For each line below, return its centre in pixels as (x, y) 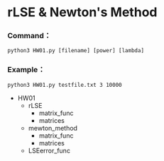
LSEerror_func (49, 150)
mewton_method (53, 128)
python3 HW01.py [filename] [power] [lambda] (76, 51)
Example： (26, 70)
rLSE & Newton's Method (82, 12)
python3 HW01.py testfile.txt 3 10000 (65, 85)
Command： (29, 36)
